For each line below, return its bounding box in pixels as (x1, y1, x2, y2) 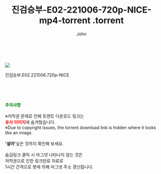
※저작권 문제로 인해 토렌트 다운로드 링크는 (5, 113, 84, 119)
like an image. (5, 130, 33, 135)
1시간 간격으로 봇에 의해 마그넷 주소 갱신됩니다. (5, 164, 94, 170)
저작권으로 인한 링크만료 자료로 (5, 158, 64, 163)
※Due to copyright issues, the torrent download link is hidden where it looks (5, 124, 156, 130)
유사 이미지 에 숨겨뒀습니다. (5, 119, 56, 125)
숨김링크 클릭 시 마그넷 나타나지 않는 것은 (5, 152, 83, 158)
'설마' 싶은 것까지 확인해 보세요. (5, 141, 64, 146)
